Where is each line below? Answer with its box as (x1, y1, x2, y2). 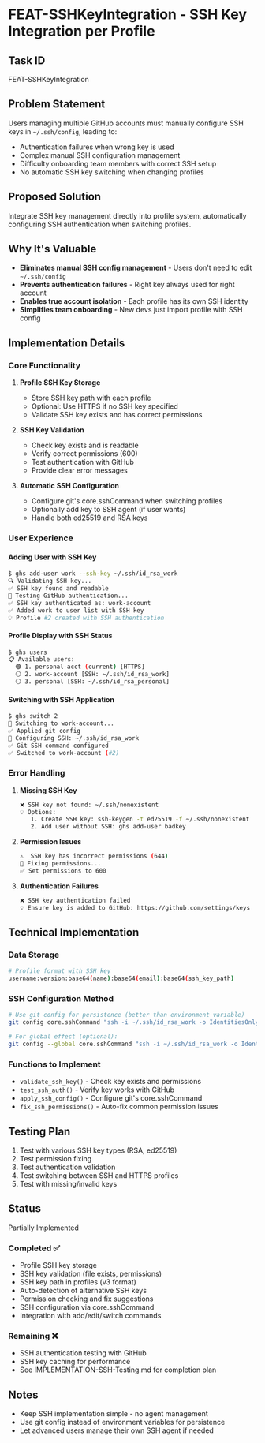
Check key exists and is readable (31, 440, 140, 450)
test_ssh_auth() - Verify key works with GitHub (19, 1085, 175, 1094)
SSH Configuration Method (8, 993, 114, 1004)
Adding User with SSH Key (8, 552, 97, 562)
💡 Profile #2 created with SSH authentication (8, 614, 165, 622)
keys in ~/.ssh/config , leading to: (8, 126, 118, 136)
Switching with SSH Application (8, 694, 114, 704)
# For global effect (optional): (8, 1033, 118, 1041)
